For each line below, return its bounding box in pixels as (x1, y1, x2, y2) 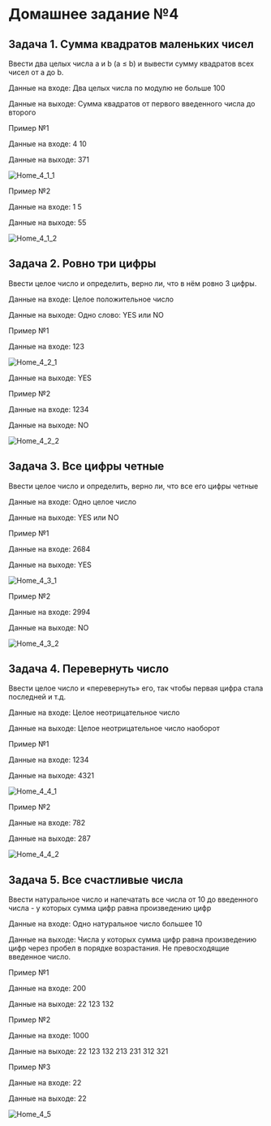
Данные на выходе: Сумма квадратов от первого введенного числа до (8, 99, 256, 108)
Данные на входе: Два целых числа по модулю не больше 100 (8, 83, 226, 93)
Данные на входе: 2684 (8, 544, 91, 553)
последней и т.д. (8, 692, 67, 702)
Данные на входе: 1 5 (8, 202, 83, 211)
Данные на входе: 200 (8, 984, 87, 994)
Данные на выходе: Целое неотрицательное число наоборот (8, 724, 221, 734)
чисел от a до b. (8, 67, 64, 77)
